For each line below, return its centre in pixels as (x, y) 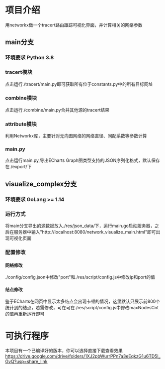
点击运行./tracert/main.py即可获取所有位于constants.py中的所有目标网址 (79, 84)
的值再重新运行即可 (25, 314)
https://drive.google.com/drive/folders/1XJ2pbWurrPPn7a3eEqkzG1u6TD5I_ (83, 356)
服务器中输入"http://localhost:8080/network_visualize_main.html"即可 (85, 232)
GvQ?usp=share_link (27, 362)
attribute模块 (21, 124)
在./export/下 (18, 167)
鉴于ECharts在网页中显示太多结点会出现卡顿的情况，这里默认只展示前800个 (83, 301)
